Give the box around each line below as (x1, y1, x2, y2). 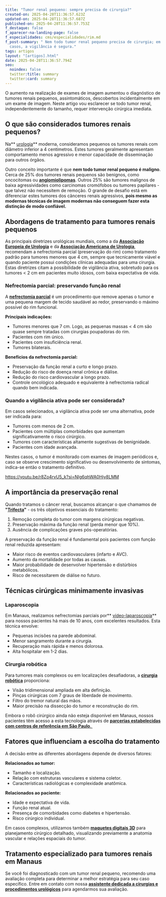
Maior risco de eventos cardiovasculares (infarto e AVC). (12, 551, 128, 557)
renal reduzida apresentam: (5, 541, 61, 547)
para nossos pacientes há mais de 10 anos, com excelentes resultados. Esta (5, 618, 161, 624)
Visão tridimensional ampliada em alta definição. (12, 687, 111, 693)
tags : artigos (5, 49, 35, 53)
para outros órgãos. (5, 157, 46, 162)
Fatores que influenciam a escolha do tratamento (5, 738, 160, 746)
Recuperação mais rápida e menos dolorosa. (12, 643, 104, 649)
